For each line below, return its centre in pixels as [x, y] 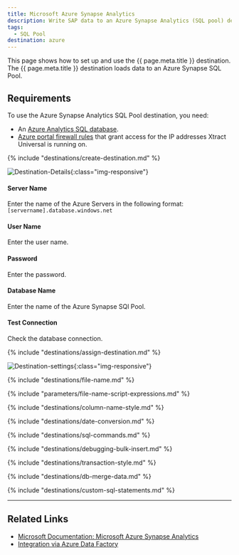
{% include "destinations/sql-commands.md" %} [79, 435]
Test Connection [33, 323]
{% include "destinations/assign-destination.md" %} [84, 352]
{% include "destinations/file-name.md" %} [71, 380]
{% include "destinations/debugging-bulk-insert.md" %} [90, 448]
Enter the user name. [38, 242]
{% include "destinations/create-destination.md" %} [84, 158]
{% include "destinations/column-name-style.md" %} [86, 407]
